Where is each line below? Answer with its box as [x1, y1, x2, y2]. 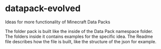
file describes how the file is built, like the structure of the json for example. [5, 38, 157, 44]
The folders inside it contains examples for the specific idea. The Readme [5, 33, 153, 39]
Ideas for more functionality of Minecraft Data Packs [5, 19, 111, 25]
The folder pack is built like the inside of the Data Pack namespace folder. [5, 28, 154, 34]
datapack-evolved [5, 3, 81, 14]
